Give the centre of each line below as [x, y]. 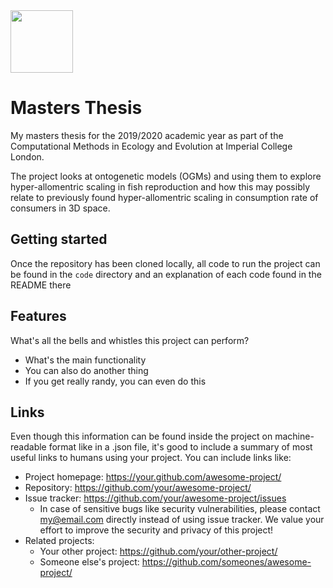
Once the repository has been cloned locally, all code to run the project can [165, 263]
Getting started [59, 239]
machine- [294, 436]
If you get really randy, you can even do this [115, 381]
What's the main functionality [85, 360]
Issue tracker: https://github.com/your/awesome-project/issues [155, 498]
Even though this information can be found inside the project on [141, 436]
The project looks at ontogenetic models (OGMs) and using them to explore [166, 176]
